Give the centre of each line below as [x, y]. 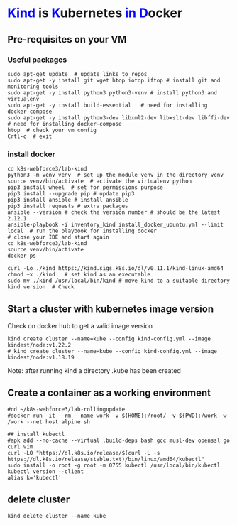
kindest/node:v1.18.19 [41, 357]
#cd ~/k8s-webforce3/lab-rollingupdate [66, 409]
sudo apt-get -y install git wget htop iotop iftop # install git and [114, 80]
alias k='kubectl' [34, 477]
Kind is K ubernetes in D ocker [95, 13]
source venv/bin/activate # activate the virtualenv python [100, 182]
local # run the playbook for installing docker [82, 231]
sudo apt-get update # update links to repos [77, 74]
